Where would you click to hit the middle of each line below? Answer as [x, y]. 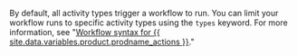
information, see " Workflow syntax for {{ [85, 32]
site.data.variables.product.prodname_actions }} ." [102, 42]
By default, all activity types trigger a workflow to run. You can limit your [144, 13]
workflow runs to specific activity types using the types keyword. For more [148, 23]
